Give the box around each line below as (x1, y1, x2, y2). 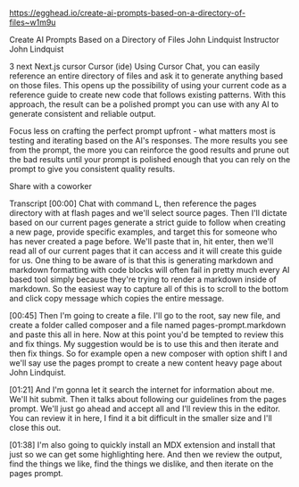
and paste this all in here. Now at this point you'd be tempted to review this (9, 329, 284, 340)
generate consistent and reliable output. (9, 109, 156, 119)
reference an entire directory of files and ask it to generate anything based (9, 70, 284, 81)
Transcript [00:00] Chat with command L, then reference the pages (9, 198, 257, 209)
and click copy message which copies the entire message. (9, 293, 225, 303)
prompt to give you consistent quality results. (9, 164, 176, 174)
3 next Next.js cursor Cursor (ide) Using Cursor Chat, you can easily (9, 62, 261, 71)
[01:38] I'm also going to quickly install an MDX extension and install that (9, 440, 276, 450)
